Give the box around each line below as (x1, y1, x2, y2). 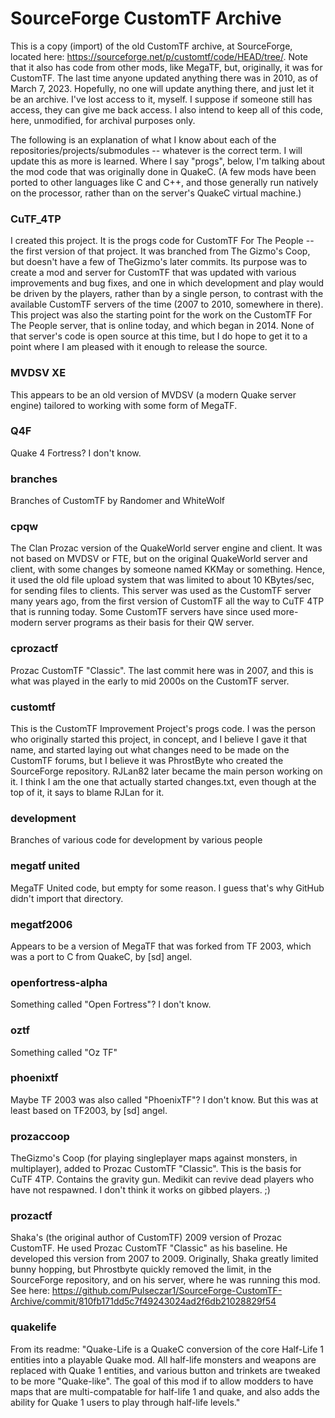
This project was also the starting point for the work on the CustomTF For (10, 309, 313, 321)
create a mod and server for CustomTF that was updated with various (10, 267, 297, 279)
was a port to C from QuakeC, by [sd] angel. (10, 950, 193, 962)
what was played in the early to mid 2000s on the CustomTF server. (10, 675, 290, 687)
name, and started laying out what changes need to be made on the (10, 744, 290, 756)
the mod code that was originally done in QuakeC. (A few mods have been (10, 165, 317, 177)
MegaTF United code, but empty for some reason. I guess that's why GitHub (10, 882, 325, 894)
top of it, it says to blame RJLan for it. (10, 787, 165, 799)
